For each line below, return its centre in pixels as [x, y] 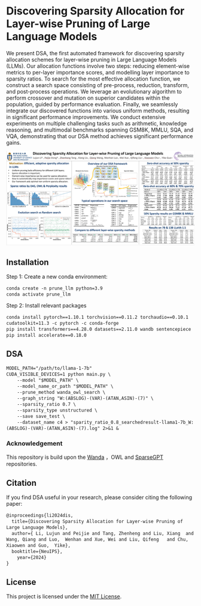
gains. [14, 142]
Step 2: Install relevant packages [46, 306]
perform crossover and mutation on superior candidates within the [88, 98]
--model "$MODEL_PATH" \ [48, 380]
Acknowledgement [34, 443]
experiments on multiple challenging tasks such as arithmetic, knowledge [97, 123]
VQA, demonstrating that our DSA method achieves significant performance [100, 136]
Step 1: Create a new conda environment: [57, 277]
